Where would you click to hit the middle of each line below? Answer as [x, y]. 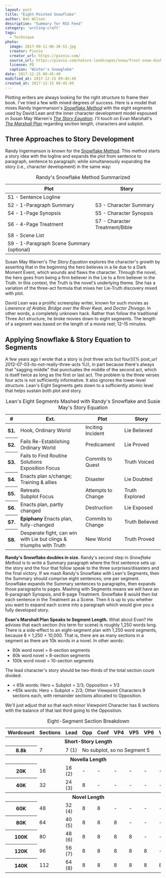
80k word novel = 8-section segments [51, 656]
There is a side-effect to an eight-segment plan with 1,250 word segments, [81, 630]
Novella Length [88, 759]
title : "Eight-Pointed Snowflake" [41, 14]
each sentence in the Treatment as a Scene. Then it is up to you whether [79, 600]
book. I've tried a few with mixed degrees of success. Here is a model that [81, 102]
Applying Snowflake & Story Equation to [68, 339]
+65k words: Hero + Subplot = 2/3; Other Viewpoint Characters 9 [79, 691]
